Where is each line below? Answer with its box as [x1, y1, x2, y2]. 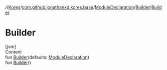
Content [5, 48, 22, 54]
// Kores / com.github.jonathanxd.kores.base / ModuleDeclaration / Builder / [5, 4, 152, 10]
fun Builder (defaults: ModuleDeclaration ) [5, 54, 89, 60]
